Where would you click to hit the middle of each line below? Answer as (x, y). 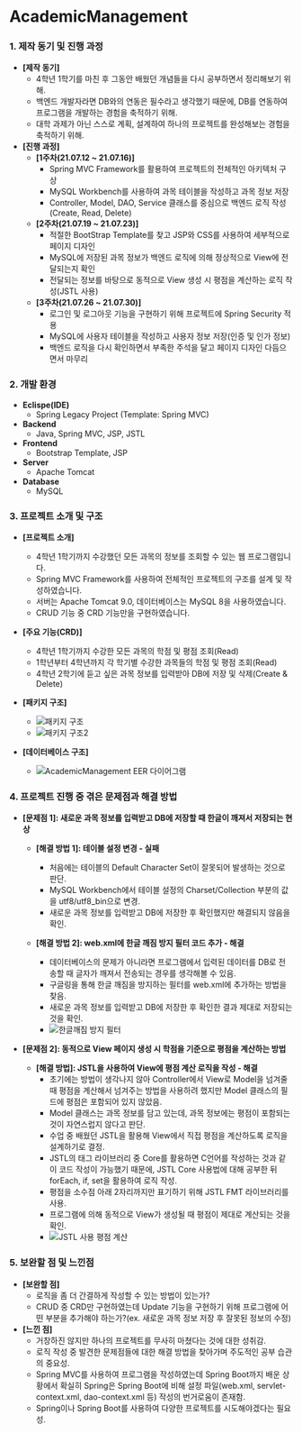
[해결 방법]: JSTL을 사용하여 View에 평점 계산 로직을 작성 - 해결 (147, 1068)
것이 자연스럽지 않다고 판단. (97, 1125)
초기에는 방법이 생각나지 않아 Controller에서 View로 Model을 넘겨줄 (169, 1080)
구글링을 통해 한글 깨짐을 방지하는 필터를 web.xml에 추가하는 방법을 (168, 985)
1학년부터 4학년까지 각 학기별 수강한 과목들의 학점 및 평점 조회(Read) (156, 662)
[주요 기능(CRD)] (52, 632)
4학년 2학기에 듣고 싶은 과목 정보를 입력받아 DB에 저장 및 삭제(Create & (162, 674)
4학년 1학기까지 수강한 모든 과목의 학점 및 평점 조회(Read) (138, 652)
